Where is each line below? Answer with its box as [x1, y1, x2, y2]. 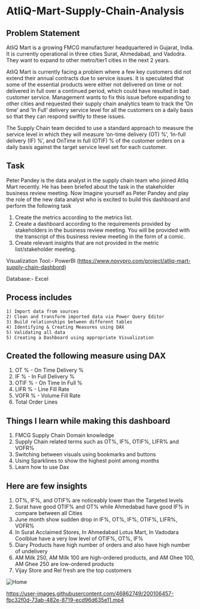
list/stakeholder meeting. [14, 246, 77, 253]
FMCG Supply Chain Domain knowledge [14, 432, 114, 439]
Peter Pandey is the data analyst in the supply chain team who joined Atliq [6, 177, 189, 184]
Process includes [6, 292, 72, 303]
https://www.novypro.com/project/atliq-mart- [78, 257, 191, 264]
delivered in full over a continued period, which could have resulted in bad [6, 87, 189, 94]
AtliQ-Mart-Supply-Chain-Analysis [6, 4, 184, 18]
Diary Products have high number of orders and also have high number [14, 541, 190, 549]
